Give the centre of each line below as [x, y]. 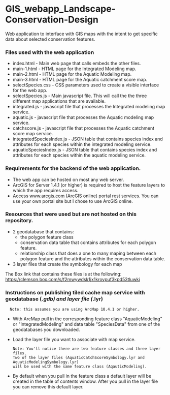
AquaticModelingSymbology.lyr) [46, 362]
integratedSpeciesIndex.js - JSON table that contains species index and [88, 139]
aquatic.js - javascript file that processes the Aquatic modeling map [83, 117]
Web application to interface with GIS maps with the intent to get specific [82, 34]
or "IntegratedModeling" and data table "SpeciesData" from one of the [86, 324]
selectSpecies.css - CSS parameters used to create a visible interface [86, 85]
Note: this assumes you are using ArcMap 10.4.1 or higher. [75, 310]
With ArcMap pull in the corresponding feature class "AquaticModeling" [87, 319]
